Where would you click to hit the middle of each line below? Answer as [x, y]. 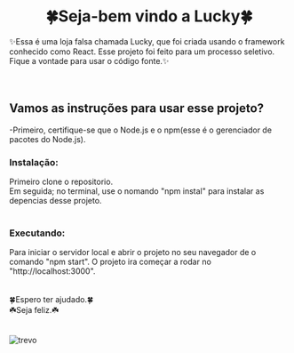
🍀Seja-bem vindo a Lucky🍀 [149, 16]
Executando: [37, 233]
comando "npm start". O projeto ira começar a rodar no [110, 262]
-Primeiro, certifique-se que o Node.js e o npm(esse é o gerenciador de [141, 130]
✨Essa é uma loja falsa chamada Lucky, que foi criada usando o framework [147, 41]
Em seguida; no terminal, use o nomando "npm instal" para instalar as [137, 191]
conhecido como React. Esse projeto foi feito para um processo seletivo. [142, 52]
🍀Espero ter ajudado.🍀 [52, 300]
